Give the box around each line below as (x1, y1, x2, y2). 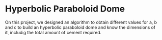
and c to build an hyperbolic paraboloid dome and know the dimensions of (5, 24, 156, 30)
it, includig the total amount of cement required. (5, 29, 102, 35)
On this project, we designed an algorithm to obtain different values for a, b (5, 19, 157, 25)
